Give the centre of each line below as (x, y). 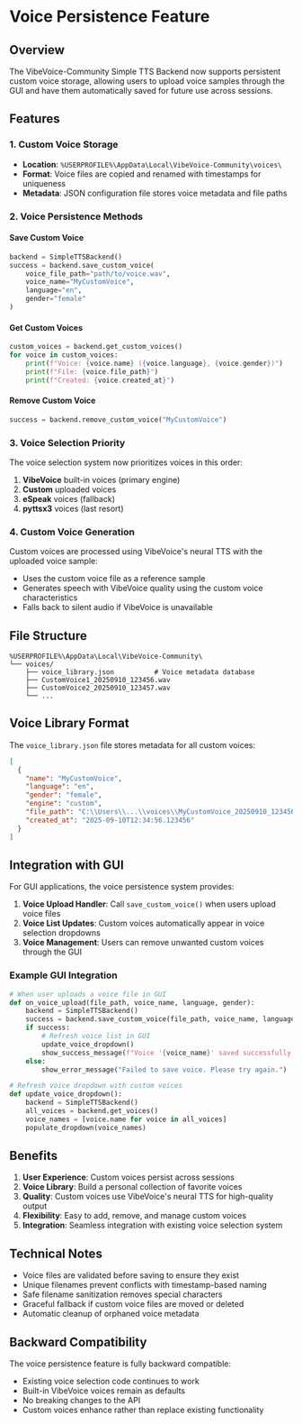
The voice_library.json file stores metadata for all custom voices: (133, 744)
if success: (48, 1028)
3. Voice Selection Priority (67, 443)
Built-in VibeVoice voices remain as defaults (104, 1391)
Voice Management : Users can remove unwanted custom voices (143, 943)
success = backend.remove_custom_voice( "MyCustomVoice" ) (118, 420)
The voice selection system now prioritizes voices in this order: (126, 462)
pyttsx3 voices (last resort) (73, 508)
